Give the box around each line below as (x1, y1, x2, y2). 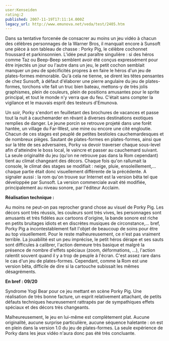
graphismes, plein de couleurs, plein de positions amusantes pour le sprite (5, 89, 159, 95)
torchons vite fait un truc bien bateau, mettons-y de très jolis (22, 84, 148, 90)
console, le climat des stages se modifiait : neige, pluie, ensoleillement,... (5, 163, 156, 169)
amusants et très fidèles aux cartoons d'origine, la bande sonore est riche (5, 215, 158, 221)
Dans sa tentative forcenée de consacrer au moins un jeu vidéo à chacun (5, 35, 157, 41)
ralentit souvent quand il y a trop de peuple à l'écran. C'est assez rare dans (5, 253, 161, 259)
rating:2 (5, 12, 24, 17)
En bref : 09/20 (5, 278, 38, 284)
